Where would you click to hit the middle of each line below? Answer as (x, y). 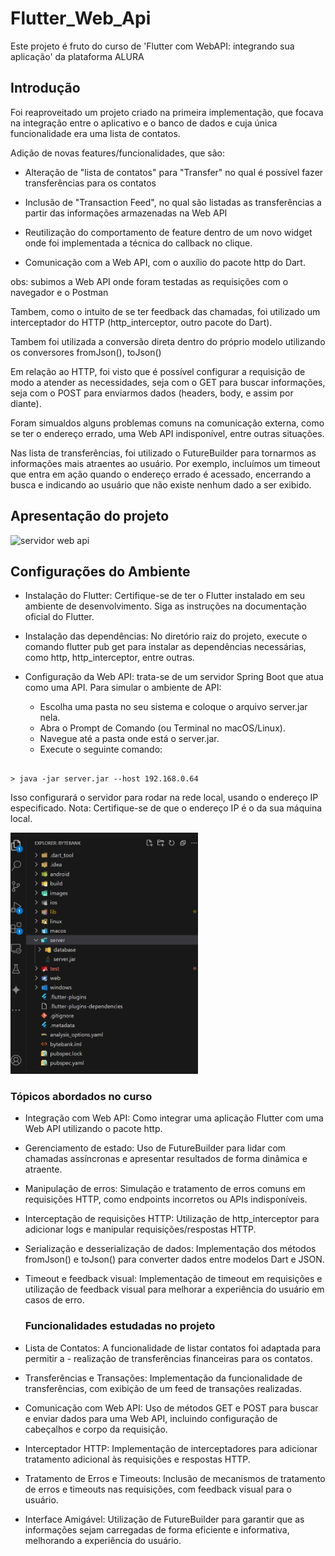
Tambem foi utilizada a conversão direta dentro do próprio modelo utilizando (168, 341)
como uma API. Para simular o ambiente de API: (123, 688)
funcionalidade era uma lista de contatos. (95, 133)
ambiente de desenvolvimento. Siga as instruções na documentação (166, 606)
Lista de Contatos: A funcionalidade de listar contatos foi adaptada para (173, 1348)
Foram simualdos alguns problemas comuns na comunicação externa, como (167, 423)
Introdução (45, 88)
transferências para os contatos (90, 183)
